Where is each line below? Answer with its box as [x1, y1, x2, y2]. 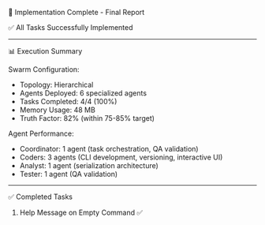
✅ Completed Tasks [8, 192, 73, 201]
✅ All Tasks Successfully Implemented [8, 23, 133, 32]
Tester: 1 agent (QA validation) [19, 170, 118, 178]
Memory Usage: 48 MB [19, 105, 96, 114]
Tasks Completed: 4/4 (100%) [19, 97, 118, 106]
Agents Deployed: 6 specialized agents [19, 88, 147, 98]
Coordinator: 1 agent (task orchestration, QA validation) [19, 144, 199, 153]
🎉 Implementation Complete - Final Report [8, 8, 145, 17]
